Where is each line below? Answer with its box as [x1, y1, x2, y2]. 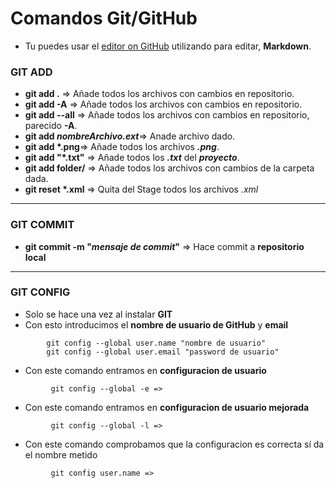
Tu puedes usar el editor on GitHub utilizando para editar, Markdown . [24, 40, 312, 52]
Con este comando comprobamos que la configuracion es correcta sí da [24, 438, 325, 450]
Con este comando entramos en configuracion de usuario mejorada [24, 401, 310, 413]
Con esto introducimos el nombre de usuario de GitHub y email [24, 318, 289, 331]
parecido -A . [24, 120, 78, 132]
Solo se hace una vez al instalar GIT [24, 308, 173, 320]
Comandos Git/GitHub [10, 7, 198, 30]
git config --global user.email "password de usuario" [46, 347, 280, 357]
